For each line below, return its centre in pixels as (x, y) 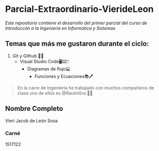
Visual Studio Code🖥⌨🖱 (44, 61)
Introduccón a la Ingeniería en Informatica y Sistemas (60, 28)
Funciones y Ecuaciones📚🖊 (64, 76)
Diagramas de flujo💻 (49, 69)
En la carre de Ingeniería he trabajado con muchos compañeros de (86, 87)
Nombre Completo (34, 109)
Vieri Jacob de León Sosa (32, 121)
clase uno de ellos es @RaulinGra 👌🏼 (55, 93)
